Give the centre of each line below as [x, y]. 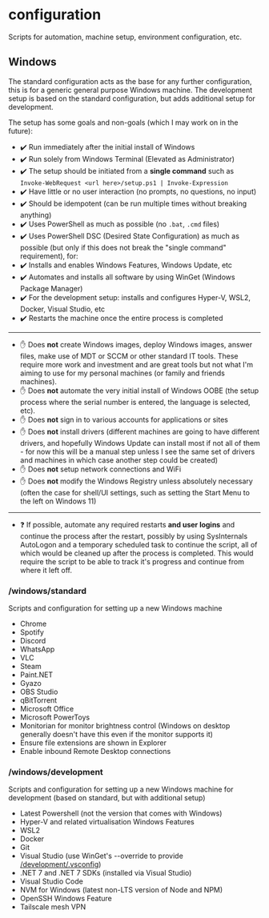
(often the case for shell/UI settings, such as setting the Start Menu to [135, 492]
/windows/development [56, 772]
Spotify [32, 632]
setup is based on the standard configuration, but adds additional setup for [132, 98]
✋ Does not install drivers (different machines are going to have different [140, 431]
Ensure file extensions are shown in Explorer [93, 743]
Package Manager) [51, 288]
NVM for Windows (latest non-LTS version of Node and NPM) [121, 890]
